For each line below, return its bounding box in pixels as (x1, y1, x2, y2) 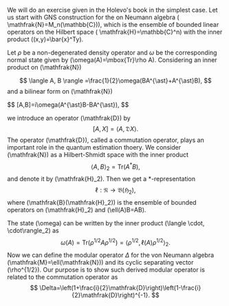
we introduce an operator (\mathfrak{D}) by (7, 114, 131, 122)
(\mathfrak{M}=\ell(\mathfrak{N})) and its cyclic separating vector (7, 258, 194, 266)
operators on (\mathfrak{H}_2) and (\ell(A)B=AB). (7, 206, 146, 214)
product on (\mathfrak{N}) (7, 63, 82, 71)
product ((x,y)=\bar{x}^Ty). (7, 35, 84, 43)
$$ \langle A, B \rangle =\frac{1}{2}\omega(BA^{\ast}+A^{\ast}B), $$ (19, 76, 212, 85)
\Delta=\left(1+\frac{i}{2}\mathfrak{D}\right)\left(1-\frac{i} (39, 283, 201, 292)
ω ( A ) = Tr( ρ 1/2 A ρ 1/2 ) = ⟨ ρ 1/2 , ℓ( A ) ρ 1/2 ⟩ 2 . (61, 237, 171, 248)
